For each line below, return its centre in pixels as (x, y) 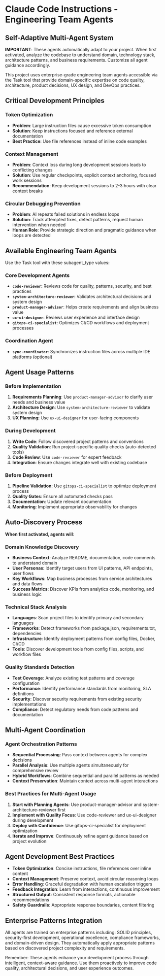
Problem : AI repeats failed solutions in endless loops (66, 214)
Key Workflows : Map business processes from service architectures (82, 579)
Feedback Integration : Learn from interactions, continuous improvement (86, 889)
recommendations (31, 900)
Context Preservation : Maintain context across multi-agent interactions (85, 781)
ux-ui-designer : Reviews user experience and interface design (76, 318)
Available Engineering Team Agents (61, 251)
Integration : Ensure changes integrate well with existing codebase (80, 462)
